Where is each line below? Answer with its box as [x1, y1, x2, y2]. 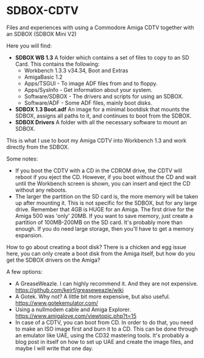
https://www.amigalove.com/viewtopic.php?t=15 [15, 312, 137, 320]
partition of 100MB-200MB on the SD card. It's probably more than [15, 219, 183, 226]
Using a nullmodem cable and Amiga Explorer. [15, 306, 131, 313]
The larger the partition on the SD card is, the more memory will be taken [15, 192, 199, 200]
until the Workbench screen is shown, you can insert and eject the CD [15, 180, 191, 187]
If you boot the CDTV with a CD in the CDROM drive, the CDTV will [15, 167, 183, 174]
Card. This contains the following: [15, 60, 100, 68]
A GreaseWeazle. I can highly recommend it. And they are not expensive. [15, 279, 199, 287]
